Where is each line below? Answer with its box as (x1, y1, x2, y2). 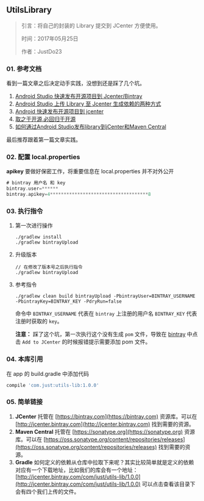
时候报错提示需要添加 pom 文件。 (66, 338, 151, 345)
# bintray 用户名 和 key (6, 180, 66, 186)
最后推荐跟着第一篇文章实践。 (6, 136, 81, 143)
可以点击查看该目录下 (142, 480, 196, 488)
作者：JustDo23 (21, 48, 62, 55)
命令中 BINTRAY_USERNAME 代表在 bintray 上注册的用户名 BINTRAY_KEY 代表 (15, 310, 197, 317)
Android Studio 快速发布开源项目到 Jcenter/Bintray (15, 93, 142, 100)
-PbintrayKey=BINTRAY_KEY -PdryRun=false (15, 298, 122, 305)
